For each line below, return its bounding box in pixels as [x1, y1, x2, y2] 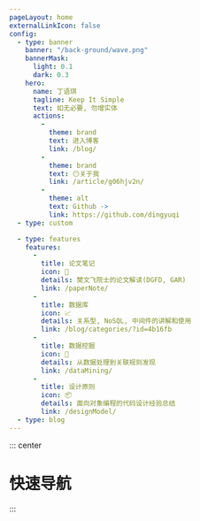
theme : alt [48, 194, 89, 203]
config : [9, 29, 38, 38]
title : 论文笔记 [41, 259, 96, 268]
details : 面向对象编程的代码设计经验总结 [41, 399, 176, 408]
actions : [32, 111, 65, 120]
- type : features [17, 234, 81, 243]
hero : [25, 79, 46, 88]
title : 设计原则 [41, 382, 96, 392]
